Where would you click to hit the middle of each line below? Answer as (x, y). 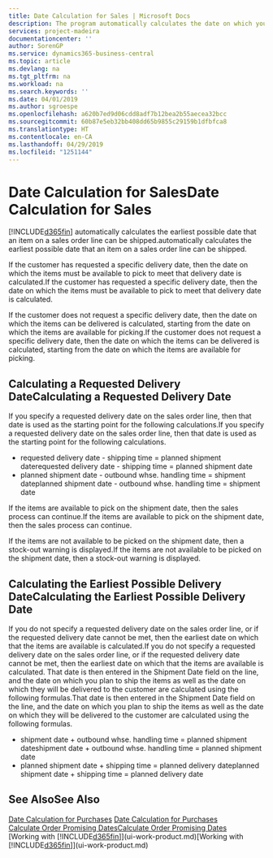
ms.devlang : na (34, 69)
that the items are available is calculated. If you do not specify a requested (132, 646)
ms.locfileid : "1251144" (50, 152)
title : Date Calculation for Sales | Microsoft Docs (100, 16)
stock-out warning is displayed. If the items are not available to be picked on (135, 550)
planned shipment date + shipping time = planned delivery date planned (140, 765)
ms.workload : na (36, 84)
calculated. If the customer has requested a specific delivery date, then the (133, 282)
